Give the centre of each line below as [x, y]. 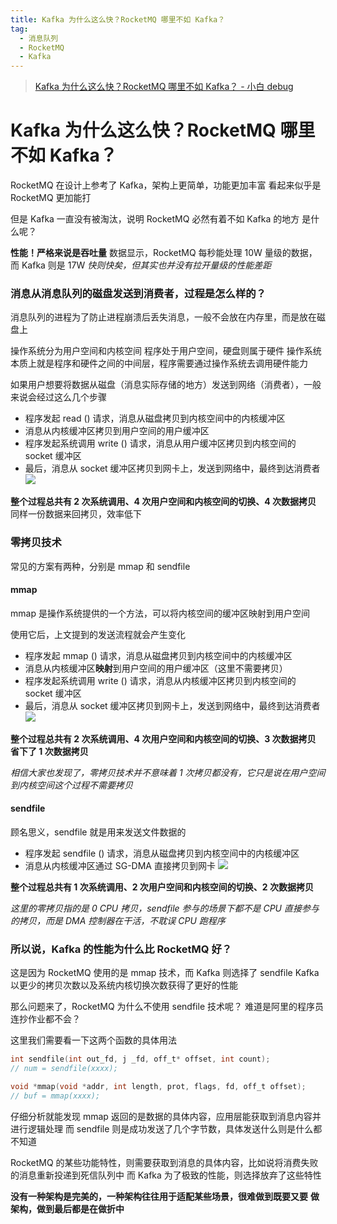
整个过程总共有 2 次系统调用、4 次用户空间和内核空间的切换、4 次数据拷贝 [163, 502]
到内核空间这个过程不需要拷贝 [71, 785]
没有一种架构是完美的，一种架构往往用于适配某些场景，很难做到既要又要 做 [165, 1196]
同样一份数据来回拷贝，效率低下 [76, 514]
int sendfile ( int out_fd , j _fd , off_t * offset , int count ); [140, 1059]
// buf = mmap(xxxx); [55, 1096]
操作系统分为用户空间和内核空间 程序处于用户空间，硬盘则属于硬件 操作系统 [166, 351]
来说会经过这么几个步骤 [58, 397]
